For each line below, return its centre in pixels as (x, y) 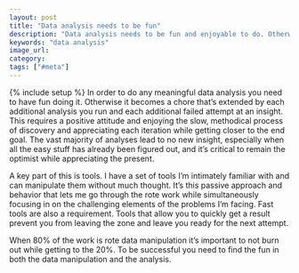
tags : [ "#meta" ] (39, 68)
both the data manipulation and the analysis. (90, 259)
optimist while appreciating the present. (82, 158)
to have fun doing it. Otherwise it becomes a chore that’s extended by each (147, 101)
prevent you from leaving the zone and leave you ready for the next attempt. (149, 222)
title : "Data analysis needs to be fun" (85, 26)
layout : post (33, 17)
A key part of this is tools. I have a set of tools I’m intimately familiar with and (149, 175)
